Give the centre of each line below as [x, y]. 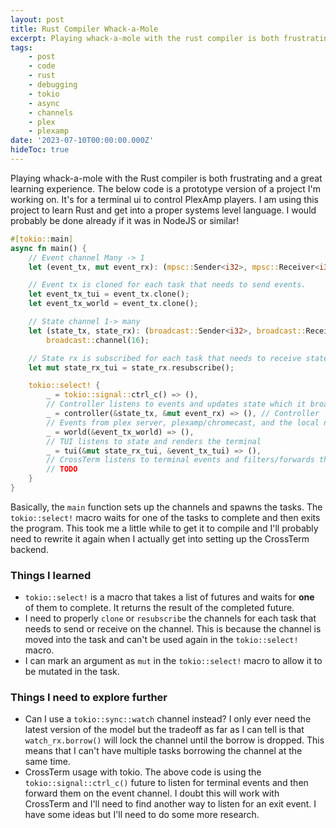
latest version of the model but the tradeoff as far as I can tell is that [164, 730]
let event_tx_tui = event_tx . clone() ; [109, 294]
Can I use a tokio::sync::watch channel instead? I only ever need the [168, 719]
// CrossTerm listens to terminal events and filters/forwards [180, 460]
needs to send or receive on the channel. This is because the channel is [173, 629]
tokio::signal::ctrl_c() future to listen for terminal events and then [166, 783]
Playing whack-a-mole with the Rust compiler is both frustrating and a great [166, 178]
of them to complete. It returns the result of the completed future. [159, 608]
